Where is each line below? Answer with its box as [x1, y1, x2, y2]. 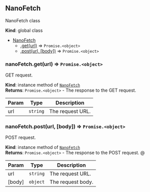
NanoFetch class [5, 17, 41, 23]
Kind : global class [5, 27, 43, 33]
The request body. [49, 178, 94, 185]
